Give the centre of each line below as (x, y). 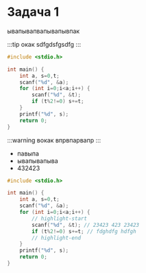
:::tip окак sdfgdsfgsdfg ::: (44, 44)
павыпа (28, 153)
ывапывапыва (37, 161)
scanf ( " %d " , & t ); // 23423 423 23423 (85, 225)
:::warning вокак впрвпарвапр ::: (54, 140)
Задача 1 (33, 12)
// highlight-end (56, 238)
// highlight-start (60, 218)
